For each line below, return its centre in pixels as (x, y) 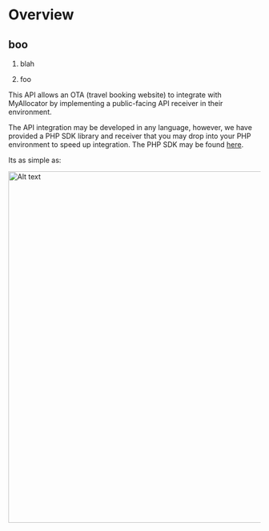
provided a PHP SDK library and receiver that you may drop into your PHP (130, 136)
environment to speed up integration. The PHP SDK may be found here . (126, 145)
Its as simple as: (35, 160)
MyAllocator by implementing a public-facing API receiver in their (116, 103)
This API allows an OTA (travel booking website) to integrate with (115, 95)
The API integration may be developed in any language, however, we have (130, 127)
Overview (41, 15)
